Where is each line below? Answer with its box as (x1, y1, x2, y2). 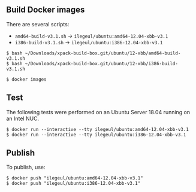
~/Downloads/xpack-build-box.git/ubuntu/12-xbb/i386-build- (25, 60, 179, 66)
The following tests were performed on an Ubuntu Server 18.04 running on (6, 108, 191, 115)
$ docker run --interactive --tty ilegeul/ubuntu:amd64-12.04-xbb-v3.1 (6, 126, 189, 132)
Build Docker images (6, 5, 85, 15)
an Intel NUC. (6, 115, 40, 122)
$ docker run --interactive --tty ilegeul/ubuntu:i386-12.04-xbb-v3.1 (6, 132, 186, 138)
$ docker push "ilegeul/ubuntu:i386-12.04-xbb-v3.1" (6, 181, 141, 187)
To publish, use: (6, 164, 46, 171)
